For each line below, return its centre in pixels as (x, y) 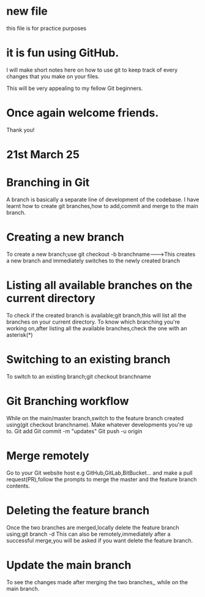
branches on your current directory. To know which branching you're (93, 322)
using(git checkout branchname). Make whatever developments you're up (99, 425)
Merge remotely (48, 455)
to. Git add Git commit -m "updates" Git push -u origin (74, 431)
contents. (18, 486)
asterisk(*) (20, 335)
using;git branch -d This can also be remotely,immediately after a (88, 534)
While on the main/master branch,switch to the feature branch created (95, 418)
